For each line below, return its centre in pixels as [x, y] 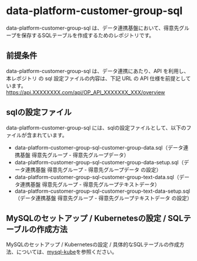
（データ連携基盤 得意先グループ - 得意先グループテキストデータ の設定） [103, 198]
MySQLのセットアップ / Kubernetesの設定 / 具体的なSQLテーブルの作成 [93, 245]
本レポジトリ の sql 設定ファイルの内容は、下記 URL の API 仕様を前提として [98, 78]
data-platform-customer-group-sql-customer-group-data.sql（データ [99, 147]
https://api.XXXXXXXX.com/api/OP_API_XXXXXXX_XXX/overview [86, 92]
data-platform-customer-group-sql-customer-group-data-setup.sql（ [99, 162]
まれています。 [49, 135]
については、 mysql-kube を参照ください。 [67, 252]
